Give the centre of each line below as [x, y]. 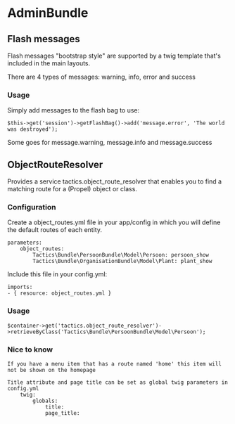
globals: [45, 401]
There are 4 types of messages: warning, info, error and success [101, 77]
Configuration [32, 207]
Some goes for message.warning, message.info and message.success [110, 143]
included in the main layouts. [49, 63]
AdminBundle [48, 13]
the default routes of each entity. [55, 230]
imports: [20, 287]
